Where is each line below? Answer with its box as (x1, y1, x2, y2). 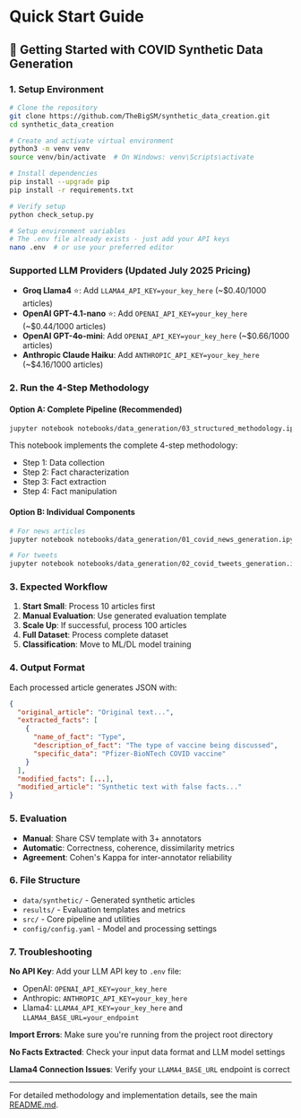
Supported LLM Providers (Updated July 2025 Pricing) (9, 265, 251, 277)
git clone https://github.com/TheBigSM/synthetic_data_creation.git (9, 111, 271, 120)
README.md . (9, 1099, 59, 1110)
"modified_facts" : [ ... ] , (17, 774, 115, 783)
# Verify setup (9, 202, 66, 211)
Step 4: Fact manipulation (21, 486, 117, 497)
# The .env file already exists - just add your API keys (9, 235, 230, 244)
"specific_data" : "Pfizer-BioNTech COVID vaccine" (32, 749, 227, 758)
